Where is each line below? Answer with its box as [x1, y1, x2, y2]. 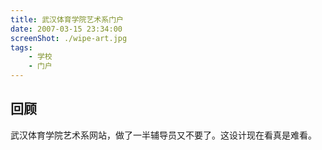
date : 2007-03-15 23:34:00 [10, 24, 123, 34]
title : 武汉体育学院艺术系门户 [10, 14, 124, 25]
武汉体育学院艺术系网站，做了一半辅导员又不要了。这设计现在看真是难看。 [10, 129, 317, 141]
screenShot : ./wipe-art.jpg [10, 33, 128, 43]
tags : [10, 42, 33, 53]
